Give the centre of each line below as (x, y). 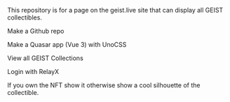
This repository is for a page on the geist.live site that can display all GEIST (115, 10)
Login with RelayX (33, 72)
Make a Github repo (36, 31)
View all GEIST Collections (46, 58)
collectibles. (25, 17)
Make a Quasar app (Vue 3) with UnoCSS (67, 44)
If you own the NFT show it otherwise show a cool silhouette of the (104, 85)
